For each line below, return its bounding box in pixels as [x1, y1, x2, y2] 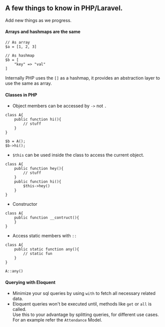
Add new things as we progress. [5, 17, 71, 23]
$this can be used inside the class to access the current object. [12, 152, 144, 158]
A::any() [5, 269, 23, 274]
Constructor [12, 201, 37, 207]
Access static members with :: [12, 233, 77, 239]
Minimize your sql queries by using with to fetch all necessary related [12, 290, 156, 296]
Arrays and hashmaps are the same [5, 29, 81, 35]
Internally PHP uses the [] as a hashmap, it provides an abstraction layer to [5, 75, 160, 81]
